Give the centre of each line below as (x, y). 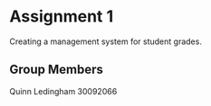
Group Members (57, 70)
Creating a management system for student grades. (105, 41)
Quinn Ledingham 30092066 (63, 91)
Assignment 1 (62, 17)
